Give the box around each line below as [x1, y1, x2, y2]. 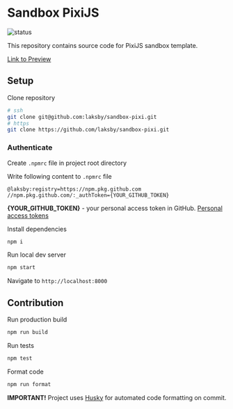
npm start [7, 264, 36, 271]
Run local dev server [7, 250, 66, 259]
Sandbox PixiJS [7, 5, 99, 21]
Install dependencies [7, 225, 67, 233]
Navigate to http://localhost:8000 [7, 277, 108, 285]
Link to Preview [7, 54, 51, 63]
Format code [7, 367, 44, 376]
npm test [7, 355, 33, 362]
